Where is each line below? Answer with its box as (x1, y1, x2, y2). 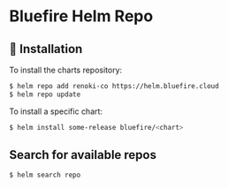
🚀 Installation (9, 41, 83, 56)
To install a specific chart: (9, 106, 103, 117)
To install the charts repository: (9, 64, 123, 75)
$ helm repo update (9, 90, 81, 99)
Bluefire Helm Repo (9, 6, 154, 26)
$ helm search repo (9, 170, 81, 180)
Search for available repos (9, 147, 157, 162)
